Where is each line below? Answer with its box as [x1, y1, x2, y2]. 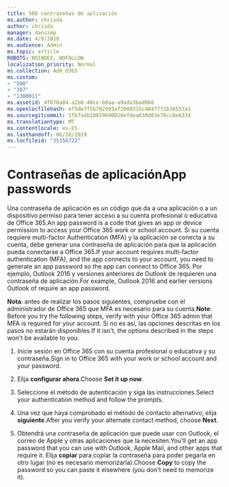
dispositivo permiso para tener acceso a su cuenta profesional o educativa [7, 212, 217, 220]
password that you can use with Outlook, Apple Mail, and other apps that [16, 444, 223, 452]
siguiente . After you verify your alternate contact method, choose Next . [16, 416, 219, 425]
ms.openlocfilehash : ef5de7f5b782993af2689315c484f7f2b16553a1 [7, 105, 191, 112]
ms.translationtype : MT [7, 118, 75, 125]
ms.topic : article [7, 49, 59, 55]
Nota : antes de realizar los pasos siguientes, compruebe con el [7, 297, 186, 305]
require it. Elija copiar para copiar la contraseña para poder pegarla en [16, 451, 216, 460]
